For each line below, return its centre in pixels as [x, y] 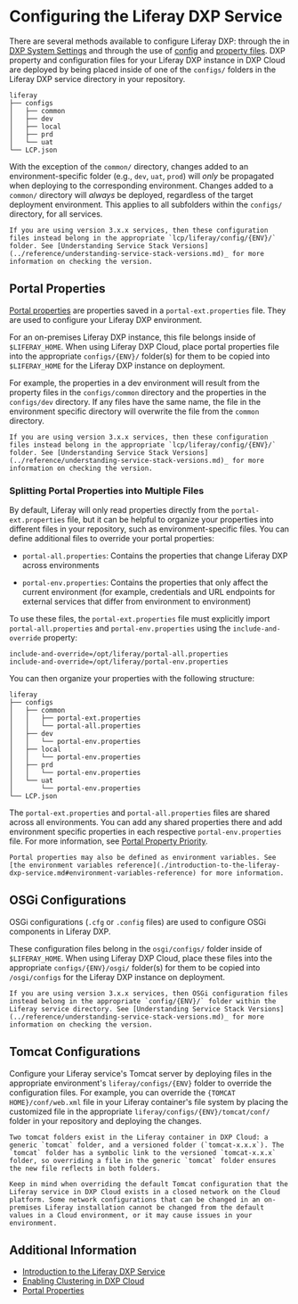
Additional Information [73, 1250]
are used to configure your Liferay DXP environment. [106, 319]
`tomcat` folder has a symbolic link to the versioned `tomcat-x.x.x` [143, 1152]
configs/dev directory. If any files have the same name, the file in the [135, 401]
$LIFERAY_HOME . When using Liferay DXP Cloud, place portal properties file [145, 346]
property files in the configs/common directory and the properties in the [138, 392]
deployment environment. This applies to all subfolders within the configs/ [146, 204]
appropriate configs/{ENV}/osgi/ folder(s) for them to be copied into [135, 967]
